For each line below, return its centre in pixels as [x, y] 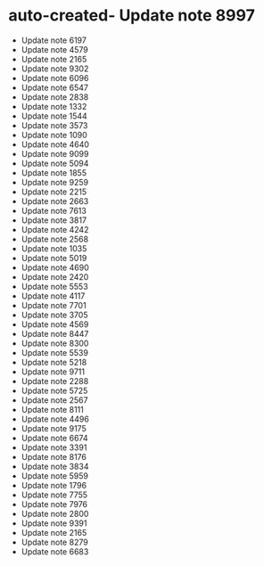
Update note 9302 [55, 69]
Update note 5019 [54, 258]
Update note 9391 [54, 523]
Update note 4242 [55, 229]
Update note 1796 [54, 485]
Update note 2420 [55, 276]
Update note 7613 [54, 210]
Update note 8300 [55, 343]
